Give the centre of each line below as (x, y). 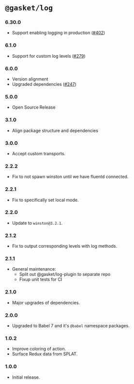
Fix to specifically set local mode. (45, 200)
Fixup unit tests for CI (41, 279)
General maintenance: (34, 269)
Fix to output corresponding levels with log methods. (65, 246)
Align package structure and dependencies (55, 130)
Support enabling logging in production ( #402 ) (59, 33)
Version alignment (30, 79)
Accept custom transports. (39, 153)
